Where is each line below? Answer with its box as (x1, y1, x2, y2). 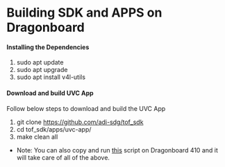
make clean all (16, 132, 58, 141)
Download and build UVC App (6, 89, 94, 97)
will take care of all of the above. (16, 153, 110, 161)
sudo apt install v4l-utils (16, 73, 86, 81)
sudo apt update (16, 58, 64, 67)
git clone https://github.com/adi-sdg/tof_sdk (16, 118, 144, 126)
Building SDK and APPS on (6, 5, 162, 21)
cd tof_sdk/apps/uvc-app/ (16, 125, 92, 133)
